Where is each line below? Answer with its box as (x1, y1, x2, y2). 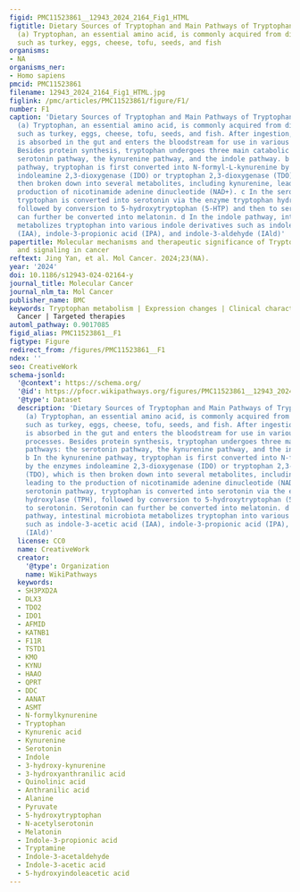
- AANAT (17, 694, 46, 703)
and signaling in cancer (17, 246, 110, 255)
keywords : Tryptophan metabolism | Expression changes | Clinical (9, 304, 262, 313)
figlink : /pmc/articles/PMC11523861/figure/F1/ (9, 96, 190, 105)
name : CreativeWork (17, 544, 90, 554)
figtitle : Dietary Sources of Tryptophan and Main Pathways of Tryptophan (9, 21, 294, 30)
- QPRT (17, 677, 42, 686)
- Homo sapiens (9, 72, 66, 80)
